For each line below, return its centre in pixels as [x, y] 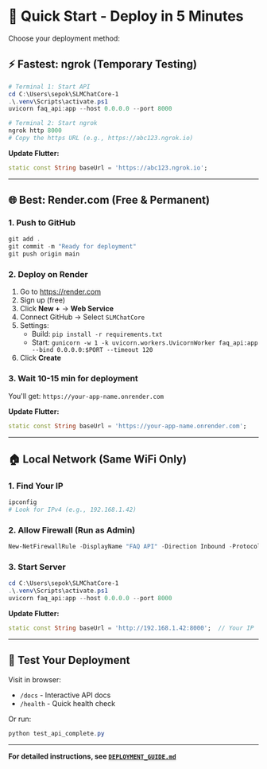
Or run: [20, 719]
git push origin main [44, 254]
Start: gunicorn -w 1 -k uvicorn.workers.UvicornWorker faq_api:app [145, 342]
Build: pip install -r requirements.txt [97, 334]
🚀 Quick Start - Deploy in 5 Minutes [126, 16]
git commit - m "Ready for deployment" [72, 247]
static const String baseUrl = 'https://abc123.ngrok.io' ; [108, 168]
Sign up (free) [43, 300]
